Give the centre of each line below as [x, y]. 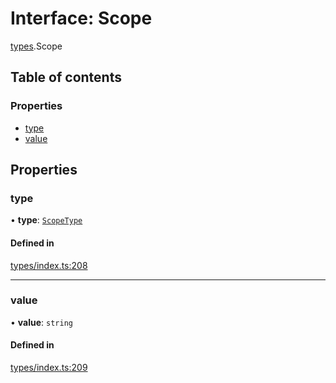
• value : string [41, 322]
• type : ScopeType [46, 220]
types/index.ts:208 [49, 265]
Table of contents [66, 77]
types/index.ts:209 [49, 368]
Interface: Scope [81, 18]
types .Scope [36, 46]
